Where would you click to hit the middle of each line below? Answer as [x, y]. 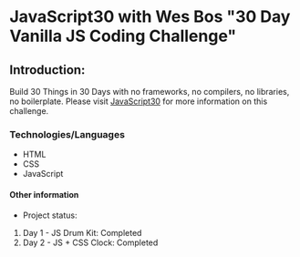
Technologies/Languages [67, 134]
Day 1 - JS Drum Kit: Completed [82, 232]
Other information [44, 194]
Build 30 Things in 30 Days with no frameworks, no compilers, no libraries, [150, 92]
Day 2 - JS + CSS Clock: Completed [90, 242]
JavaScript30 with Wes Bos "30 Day [150, 17]
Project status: [50, 215]
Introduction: [47, 70]
